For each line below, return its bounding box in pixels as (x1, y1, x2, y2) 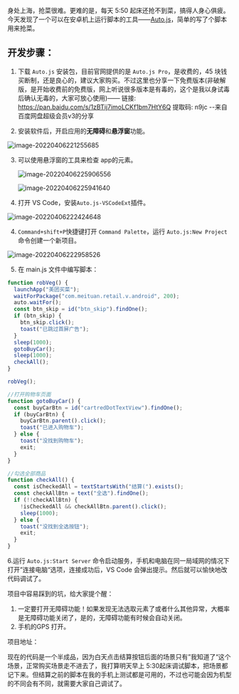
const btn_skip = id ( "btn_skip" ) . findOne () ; (14, 305, 148, 313)
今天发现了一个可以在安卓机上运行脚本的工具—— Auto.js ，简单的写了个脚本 (7, 15, 228, 23)
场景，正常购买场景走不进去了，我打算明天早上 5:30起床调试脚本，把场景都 (7, 661, 228, 671)
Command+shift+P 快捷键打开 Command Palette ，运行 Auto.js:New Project (17, 227, 228, 236)
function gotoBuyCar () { (7, 397, 81, 404)
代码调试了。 (7, 574, 45, 583)
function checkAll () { (7, 476, 75, 484)
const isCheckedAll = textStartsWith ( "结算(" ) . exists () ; (14, 483, 184, 490)
